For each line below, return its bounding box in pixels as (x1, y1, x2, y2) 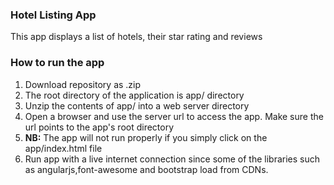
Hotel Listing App (10, 8, 97, 22)
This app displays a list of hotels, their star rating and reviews (10, 31, 263, 43)
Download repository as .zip (24, 78, 142, 90)
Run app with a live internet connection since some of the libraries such (24, 153, 321, 165)
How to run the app (10, 56, 105, 70)
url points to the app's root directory (24, 121, 175, 133)
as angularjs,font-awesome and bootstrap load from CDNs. (24, 163, 269, 175)
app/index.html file (24, 142, 103, 154)
